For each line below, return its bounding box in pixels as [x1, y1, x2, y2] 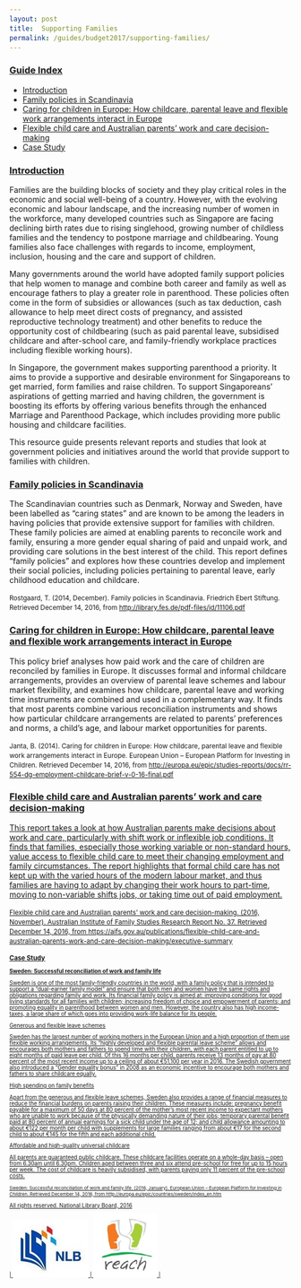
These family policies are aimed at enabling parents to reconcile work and [9, 527, 282, 538]
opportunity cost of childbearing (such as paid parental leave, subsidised [9, 326, 279, 336]
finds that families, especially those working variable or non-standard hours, [9, 841, 291, 852]
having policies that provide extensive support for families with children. [9, 518, 275, 528]
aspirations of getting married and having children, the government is [9, 390, 265, 401]
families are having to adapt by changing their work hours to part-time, [9, 879, 271, 890]
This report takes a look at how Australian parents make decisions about [9, 822, 276, 833]
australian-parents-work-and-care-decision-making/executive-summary [9, 936, 233, 945]
